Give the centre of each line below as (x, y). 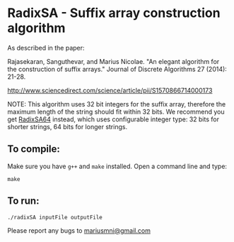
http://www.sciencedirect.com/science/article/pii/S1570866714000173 (110, 90)
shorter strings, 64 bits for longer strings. (68, 126)
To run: (23, 201)
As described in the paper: (46, 48)
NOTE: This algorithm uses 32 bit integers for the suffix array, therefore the (117, 104)
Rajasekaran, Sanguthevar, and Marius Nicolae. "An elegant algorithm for (113, 61)
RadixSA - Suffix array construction (114, 13)
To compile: (34, 149)
